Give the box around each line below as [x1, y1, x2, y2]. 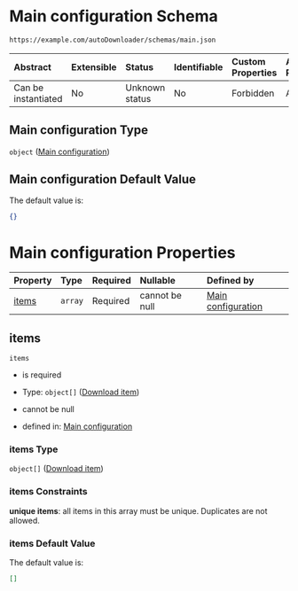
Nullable [139, 275, 176, 287]
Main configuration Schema [9, 6, 219, 27]
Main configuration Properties [9, 242, 237, 262]
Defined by [207, 275, 255, 287]
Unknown [125, 82, 166, 94]
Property [13, 275, 52, 287]
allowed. [9, 515, 40, 525]
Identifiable [173, 60, 223, 73]
